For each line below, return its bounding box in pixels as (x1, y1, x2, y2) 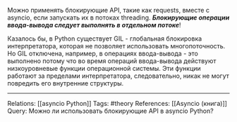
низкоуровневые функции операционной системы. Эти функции (7, 65, 201, 72)
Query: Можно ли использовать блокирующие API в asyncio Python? (7, 107, 214, 115)
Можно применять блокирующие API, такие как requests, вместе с (7, 6, 210, 14)
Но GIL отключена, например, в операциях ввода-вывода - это (7, 49, 199, 57)
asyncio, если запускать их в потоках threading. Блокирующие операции (7, 13, 230, 22)
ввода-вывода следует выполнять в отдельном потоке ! (7, 21, 181, 29)
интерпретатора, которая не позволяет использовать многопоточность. (7, 42, 226, 50)
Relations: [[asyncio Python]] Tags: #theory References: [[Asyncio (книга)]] (7, 100, 228, 107)
